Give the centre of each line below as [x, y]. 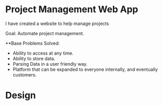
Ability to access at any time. [43, 53]
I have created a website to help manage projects [57, 23]
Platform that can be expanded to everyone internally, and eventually [85, 69]
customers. [25, 74]
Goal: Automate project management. [45, 33]
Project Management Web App [72, 9]
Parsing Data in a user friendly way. [50, 64]
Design [21, 96]
